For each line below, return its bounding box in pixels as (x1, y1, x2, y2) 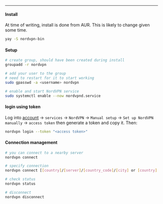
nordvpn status (5, 181, 36, 187)
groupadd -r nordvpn (5, 63, 47, 67)
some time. (5, 27, 28, 33)
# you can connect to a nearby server (5, 150, 83, 155)
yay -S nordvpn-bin (5, 37, 45, 42)
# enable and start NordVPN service (5, 89, 79, 94)
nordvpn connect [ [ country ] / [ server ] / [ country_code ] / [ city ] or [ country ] (5, 168, 158, 173)
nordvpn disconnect (5, 194, 45, 199)
